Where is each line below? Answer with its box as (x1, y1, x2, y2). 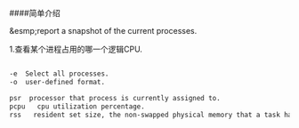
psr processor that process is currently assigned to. (9, 93, 221, 102)
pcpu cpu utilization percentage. (9, 101, 145, 111)
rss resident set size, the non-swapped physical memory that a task (9, 110, 280, 119)
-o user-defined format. (9, 77, 105, 86)
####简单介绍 (9, 8, 61, 18)
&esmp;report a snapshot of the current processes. (9, 26, 198, 36)
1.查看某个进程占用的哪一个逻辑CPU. (9, 44, 142, 54)
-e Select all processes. (9, 69, 109, 78)
